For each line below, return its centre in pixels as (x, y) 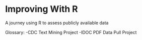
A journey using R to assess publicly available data (57, 23)
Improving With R (41, 9)
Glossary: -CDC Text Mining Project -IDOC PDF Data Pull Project (71, 32)
